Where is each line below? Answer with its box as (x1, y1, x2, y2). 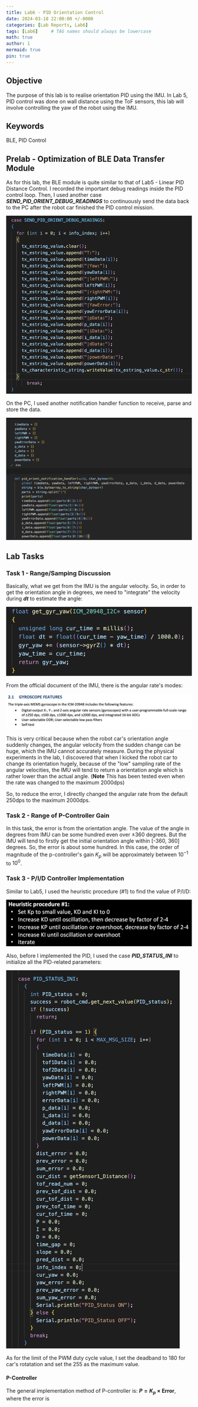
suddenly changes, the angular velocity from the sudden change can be (6, 741, 181, 748)
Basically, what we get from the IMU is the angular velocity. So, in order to (6, 583, 186, 590)
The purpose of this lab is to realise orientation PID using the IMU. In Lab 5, (6, 92, 188, 99)
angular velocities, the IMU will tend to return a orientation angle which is (6, 766, 183, 774)
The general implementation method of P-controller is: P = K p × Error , (6, 1387, 176, 1396)
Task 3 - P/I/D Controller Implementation (6, 875, 125, 883)
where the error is (6, 1395, 50, 1402)
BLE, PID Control (6, 137, 47, 144)
